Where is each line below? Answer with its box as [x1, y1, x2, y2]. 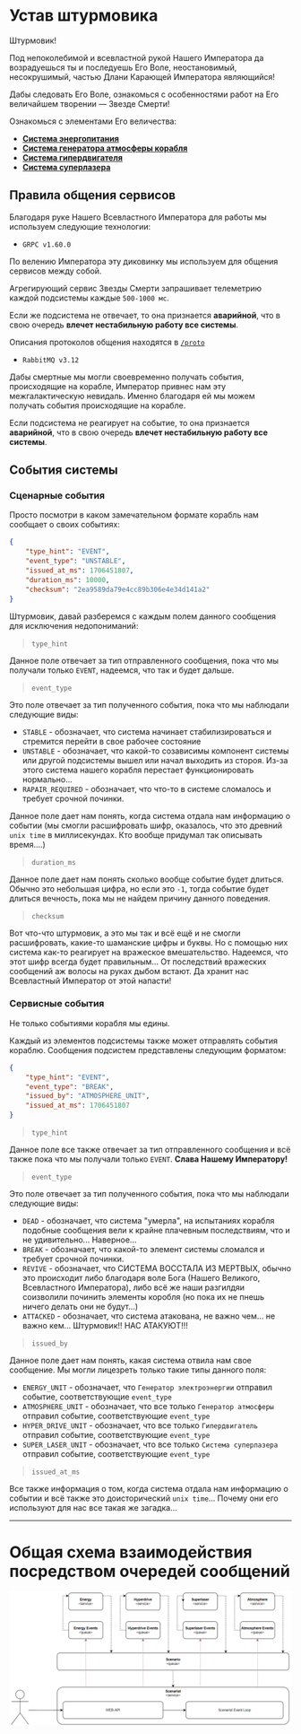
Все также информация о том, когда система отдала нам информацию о [9, 1484, 288, 1494]
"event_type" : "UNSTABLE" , [25, 557, 126, 566]
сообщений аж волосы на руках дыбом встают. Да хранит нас [9, 965, 249, 976]
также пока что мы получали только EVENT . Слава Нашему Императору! [9, 1154, 288, 1164]
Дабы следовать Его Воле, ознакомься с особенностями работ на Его [9, 89, 279, 100]
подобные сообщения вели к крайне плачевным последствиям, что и [21, 1225, 290, 1236]
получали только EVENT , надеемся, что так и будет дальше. [9, 665, 235, 675]
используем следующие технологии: [9, 221, 151, 231]
